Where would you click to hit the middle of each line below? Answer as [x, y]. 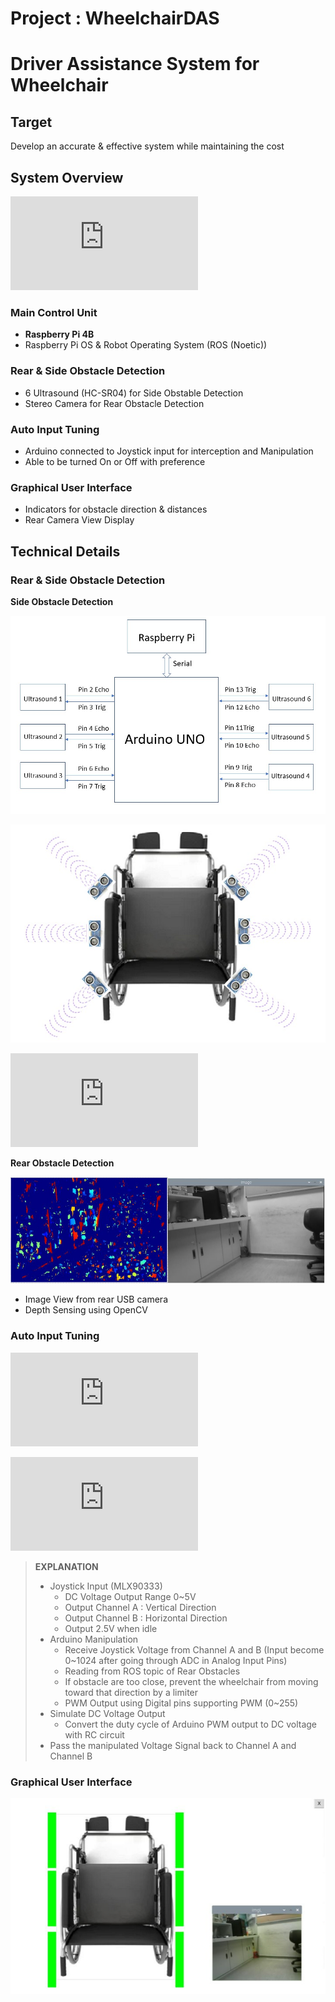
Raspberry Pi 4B [59, 334]
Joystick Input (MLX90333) [106, 1586]
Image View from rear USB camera [96, 1299]
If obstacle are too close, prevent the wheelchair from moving [191, 1681]
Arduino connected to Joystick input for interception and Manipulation [169, 451]
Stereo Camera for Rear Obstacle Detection [114, 403]
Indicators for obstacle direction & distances [116, 509]
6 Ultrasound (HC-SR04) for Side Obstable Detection [134, 393]
